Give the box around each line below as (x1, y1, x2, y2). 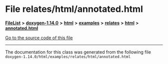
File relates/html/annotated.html (5, 3, 143, 15)
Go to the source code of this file (5, 35, 73, 41)
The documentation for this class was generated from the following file (5, 49, 151, 55)
